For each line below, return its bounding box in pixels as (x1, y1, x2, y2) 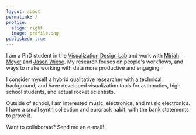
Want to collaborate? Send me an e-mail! (6, 124, 104, 130)
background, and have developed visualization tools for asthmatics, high (6, 82, 181, 89)
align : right (11, 25, 43, 31)
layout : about (6, 8, 41, 15)
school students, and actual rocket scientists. (6, 89, 115, 95)
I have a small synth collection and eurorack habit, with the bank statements (6, 106, 189, 113)
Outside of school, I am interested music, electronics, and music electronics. (6, 100, 190, 106)
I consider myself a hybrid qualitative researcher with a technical (6, 76, 162, 83)
